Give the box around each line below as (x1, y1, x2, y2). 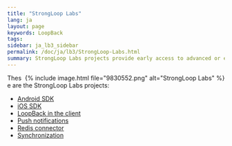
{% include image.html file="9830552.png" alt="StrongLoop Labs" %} (24, 74, 225, 82)
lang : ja (7, 17, 32, 23)
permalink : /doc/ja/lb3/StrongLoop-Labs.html (7, 49, 140, 56)
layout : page (7, 23, 45, 30)
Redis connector (17, 123, 64, 132)
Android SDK (17, 94, 55, 103)
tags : (7, 36, 23, 43)
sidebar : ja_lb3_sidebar (7, 42, 79, 49)
